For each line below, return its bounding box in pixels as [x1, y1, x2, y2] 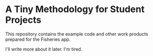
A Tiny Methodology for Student [5, 4, 145, 15]
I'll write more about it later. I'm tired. [5, 46, 83, 52]
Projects [5, 14, 42, 26]
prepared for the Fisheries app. [5, 36, 71, 42]
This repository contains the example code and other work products [5, 31, 148, 37]
